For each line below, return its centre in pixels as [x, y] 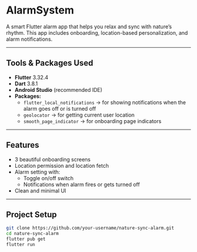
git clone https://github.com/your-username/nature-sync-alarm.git [90, 228]
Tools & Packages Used [50, 63]
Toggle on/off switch [48, 178]
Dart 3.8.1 [26, 84]
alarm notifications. [29, 39]
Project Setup [32, 215]
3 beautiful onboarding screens [52, 159]
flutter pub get [26, 239]
